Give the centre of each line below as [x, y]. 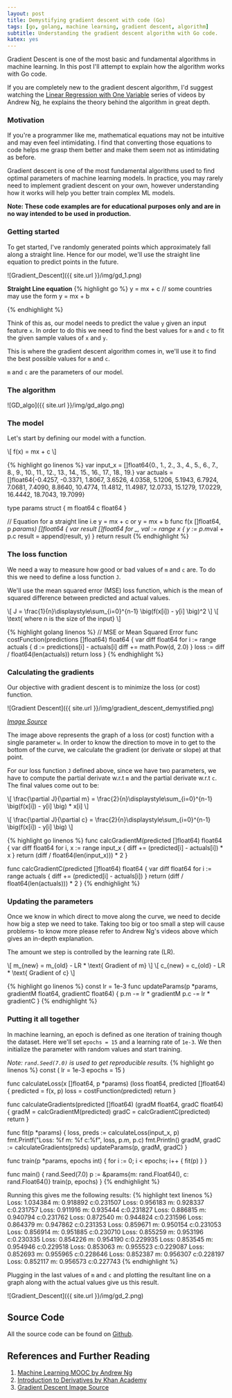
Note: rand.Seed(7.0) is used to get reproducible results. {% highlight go [111, 1063]
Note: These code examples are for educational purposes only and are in [114, 206]
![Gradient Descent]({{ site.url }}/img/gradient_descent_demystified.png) [111, 708]
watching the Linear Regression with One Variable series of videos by [106, 95]
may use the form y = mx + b [48, 296]
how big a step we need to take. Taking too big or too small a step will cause [116, 924]
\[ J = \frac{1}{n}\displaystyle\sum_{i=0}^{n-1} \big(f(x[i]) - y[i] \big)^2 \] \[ [113, 611]
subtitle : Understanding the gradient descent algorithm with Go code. [113, 33]
